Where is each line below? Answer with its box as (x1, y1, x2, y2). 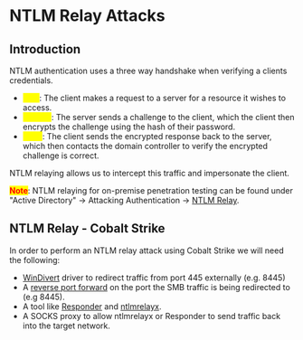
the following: (9, 254, 61, 265)
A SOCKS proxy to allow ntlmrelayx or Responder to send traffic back (22, 310, 281, 321)
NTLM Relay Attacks (9, 5, 166, 26)
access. (22, 102, 52, 113)
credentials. (9, 75, 53, 86)
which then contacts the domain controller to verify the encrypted (22, 141, 269, 151)
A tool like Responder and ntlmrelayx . (22, 300, 162, 312)
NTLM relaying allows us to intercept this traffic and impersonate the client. (9, 168, 289, 178)
